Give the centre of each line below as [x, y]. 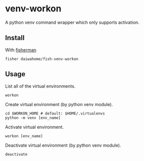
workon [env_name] [24, 136]
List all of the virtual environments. [40, 86]
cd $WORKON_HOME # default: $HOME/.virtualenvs [55, 113]
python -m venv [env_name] [33, 118]
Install [15, 38]
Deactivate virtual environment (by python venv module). [63, 145]
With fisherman [21, 50]
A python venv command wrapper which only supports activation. [72, 22]
